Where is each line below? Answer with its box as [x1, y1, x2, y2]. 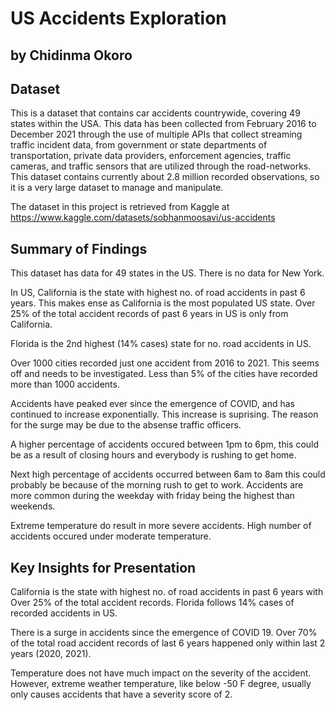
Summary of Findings [10, 240, 148, 257]
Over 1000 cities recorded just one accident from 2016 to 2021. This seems [10, 357, 320, 369]
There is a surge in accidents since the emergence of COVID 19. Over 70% [10, 627, 318, 639]
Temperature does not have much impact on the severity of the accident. [10, 667, 312, 679]
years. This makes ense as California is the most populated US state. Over [10, 297, 316, 309]
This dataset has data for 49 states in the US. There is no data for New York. [10, 267, 325, 279]
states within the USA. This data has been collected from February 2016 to [10, 118, 317, 130]
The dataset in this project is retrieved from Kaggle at [10, 201, 230, 213]
